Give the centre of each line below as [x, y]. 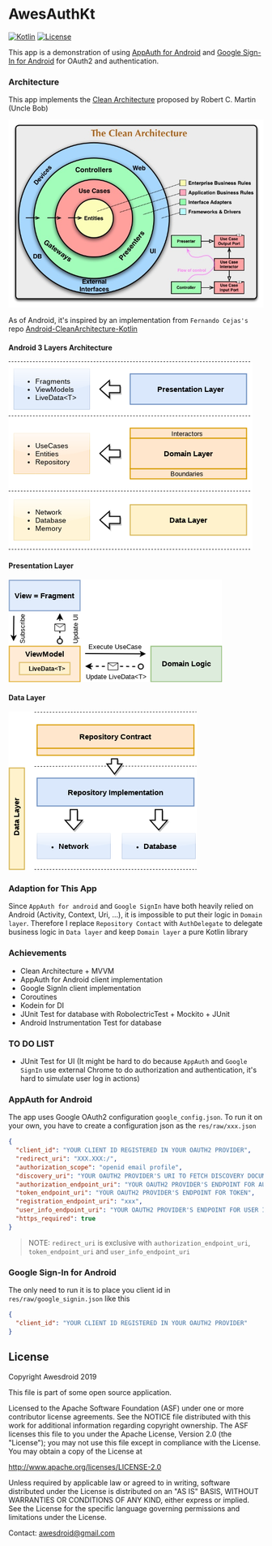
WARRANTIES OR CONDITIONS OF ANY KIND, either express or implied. [129, 1500]
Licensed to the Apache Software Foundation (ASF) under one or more [126, 1408]
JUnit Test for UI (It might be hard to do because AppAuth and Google [134, 1061]
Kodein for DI [42, 1005]
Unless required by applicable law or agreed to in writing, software [119, 1483]
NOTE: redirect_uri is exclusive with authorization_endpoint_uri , [139, 1242]
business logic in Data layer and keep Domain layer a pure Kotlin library [128, 932]
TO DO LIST [32, 1044]
